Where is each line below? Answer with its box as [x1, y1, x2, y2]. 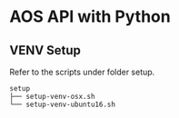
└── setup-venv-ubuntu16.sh [9, 100, 116, 109]
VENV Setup [9, 43, 82, 58]
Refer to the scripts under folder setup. [9, 66, 155, 77]
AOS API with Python [9, 6, 171, 27]
